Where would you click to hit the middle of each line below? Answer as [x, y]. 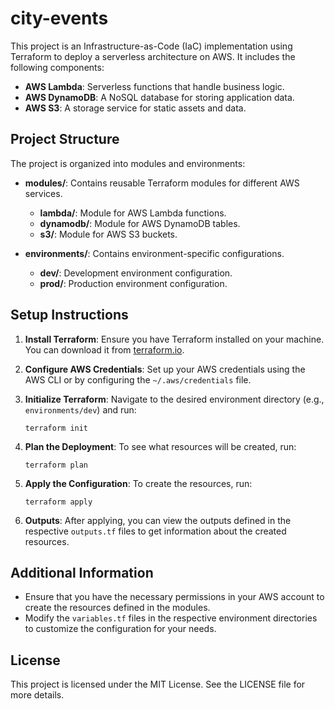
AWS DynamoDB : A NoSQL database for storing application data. [159, 97]
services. [43, 193]
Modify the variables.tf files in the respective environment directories [171, 618]
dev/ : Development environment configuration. [136, 273]
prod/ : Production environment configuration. [133, 283]
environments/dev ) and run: [80, 409]
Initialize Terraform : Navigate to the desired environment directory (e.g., [174, 399]
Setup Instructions [69, 315]
